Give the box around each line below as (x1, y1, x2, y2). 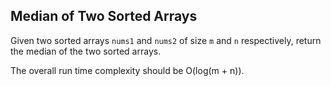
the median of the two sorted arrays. (10, 45, 162, 57)
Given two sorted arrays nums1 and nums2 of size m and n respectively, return (10, 34, 322, 46)
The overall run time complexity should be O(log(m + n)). (10, 64, 245, 76)
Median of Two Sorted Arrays (10, 8, 198, 25)
